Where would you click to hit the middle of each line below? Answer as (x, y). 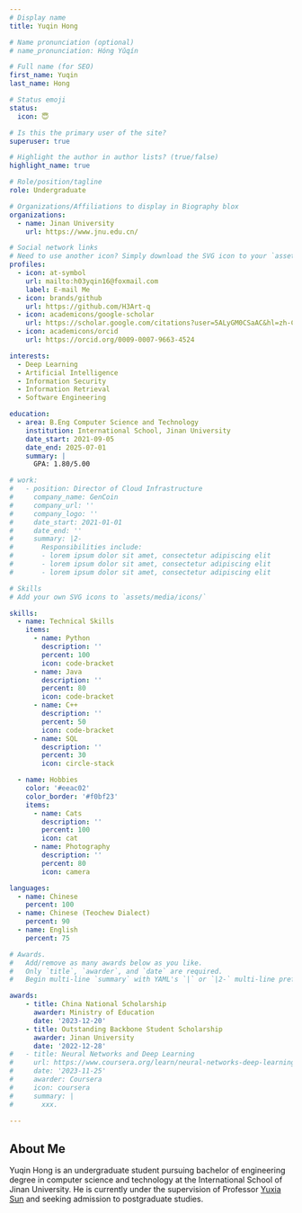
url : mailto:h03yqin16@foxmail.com (92, 281)
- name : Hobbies (48, 780)
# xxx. (34, 1104)
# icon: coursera (50, 1088)
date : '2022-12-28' (69, 1046)
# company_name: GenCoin (64, 497)
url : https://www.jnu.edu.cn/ (82, 232)
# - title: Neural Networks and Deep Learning (102, 1054)
